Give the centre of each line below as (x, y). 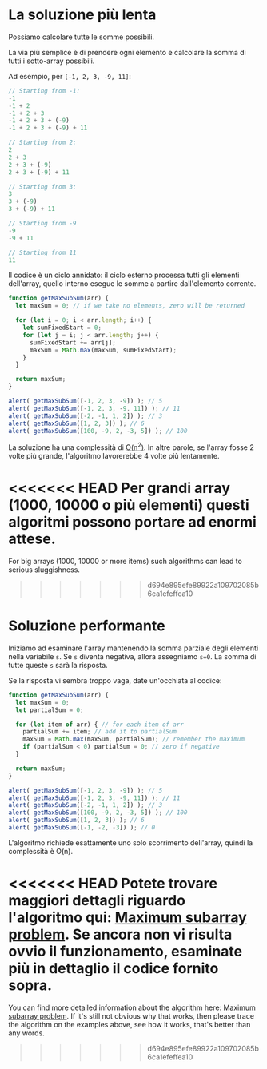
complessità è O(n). (41, 851)
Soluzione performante (87, 626)
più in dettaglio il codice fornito (114, 969)
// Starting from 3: (43, 187)
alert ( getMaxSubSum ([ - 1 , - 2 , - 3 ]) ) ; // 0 (82, 828)
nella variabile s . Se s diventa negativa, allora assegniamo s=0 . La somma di (132, 656)
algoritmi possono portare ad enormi (133, 522)
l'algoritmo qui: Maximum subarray (128, 918)
